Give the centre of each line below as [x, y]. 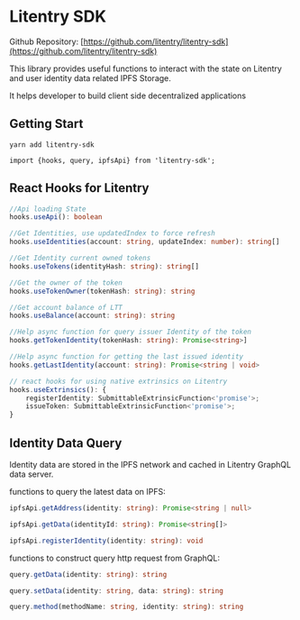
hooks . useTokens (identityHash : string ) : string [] [105, 266]
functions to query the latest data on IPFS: [87, 492]
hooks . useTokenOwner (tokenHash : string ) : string [102, 291]
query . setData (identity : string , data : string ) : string [116, 591]
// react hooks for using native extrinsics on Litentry [118, 381]
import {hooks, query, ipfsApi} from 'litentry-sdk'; [113, 160]
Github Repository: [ [46, 41]
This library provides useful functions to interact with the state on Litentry [145, 68]
